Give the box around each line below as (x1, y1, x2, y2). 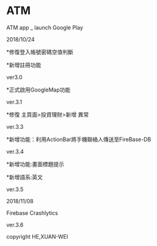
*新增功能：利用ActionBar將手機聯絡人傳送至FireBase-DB (6, 136, 152, 143)
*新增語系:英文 (6, 173, 43, 181)
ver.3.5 (6, 186, 24, 193)
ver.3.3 (6, 123, 24, 130)
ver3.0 (6, 73, 23, 81)
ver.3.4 (6, 148, 24, 155)
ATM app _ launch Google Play (6, 24, 84, 31)
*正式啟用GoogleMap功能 (6, 86, 71, 93)
